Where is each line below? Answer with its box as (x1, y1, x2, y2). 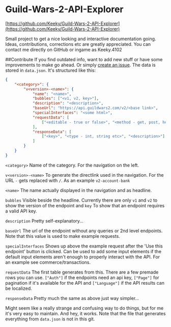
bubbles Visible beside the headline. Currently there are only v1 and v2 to (5, 197, 158, 203)
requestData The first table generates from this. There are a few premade (5, 269, 159, 275)
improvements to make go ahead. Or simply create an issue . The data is (5, 62, 156, 68)
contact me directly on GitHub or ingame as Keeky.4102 (5, 46, 122, 52)
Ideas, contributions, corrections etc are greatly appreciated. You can (5, 41, 151, 47)
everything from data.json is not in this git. (5, 316, 95, 322)
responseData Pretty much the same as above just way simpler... (5, 295, 139, 301)
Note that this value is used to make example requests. (5, 233, 121, 239)
